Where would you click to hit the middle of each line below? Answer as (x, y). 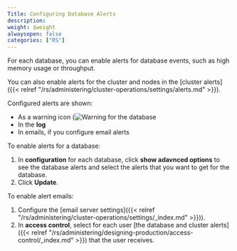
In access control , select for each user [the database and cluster (113, 225)
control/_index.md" (46, 240)
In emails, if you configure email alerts (73, 132)
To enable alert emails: (41, 196)
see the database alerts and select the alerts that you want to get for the (123, 167)
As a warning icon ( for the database (87, 117)
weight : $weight (31, 27)
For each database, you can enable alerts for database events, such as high (118, 60)
